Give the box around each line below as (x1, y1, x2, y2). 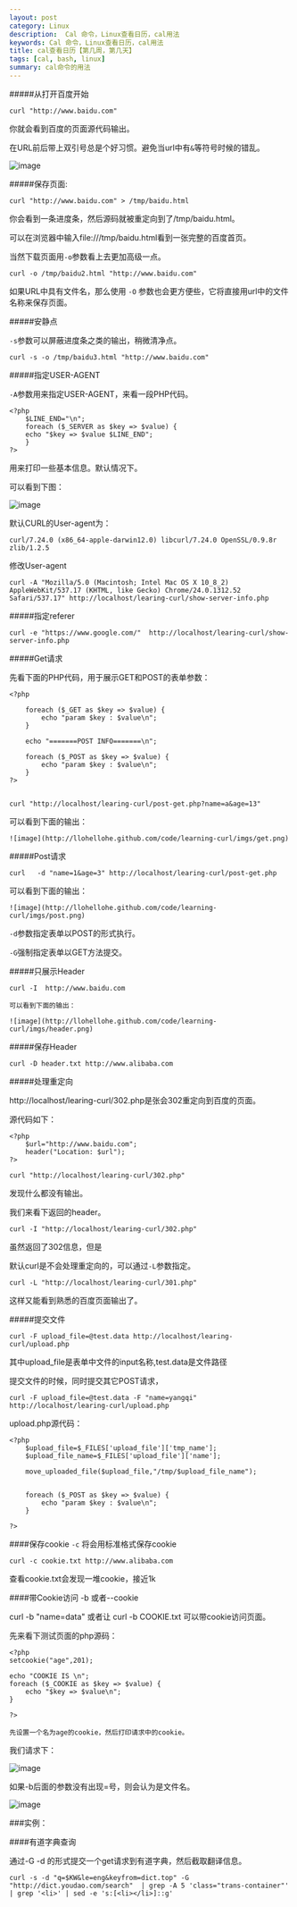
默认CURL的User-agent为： (9, 518, 111, 528)
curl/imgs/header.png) (9, 1025, 94, 1034)
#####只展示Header (9, 966, 85, 976)
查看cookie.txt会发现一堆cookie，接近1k (9, 1573, 156, 1583)
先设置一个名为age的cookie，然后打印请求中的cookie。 (9, 1727, 189, 1737)
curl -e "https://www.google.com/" (9, 628, 142, 637)
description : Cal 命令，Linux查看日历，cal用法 (9, 30, 180, 38)
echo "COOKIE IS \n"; (9, 1671, 90, 1681)
